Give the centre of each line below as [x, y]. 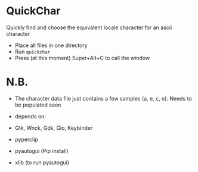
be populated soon [38, 105]
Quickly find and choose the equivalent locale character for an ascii [89, 27]
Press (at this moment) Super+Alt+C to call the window [82, 58]
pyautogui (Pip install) [41, 151]
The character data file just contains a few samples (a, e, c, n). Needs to [103, 98]
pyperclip [27, 139]
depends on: [30, 116]
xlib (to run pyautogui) [42, 162]
